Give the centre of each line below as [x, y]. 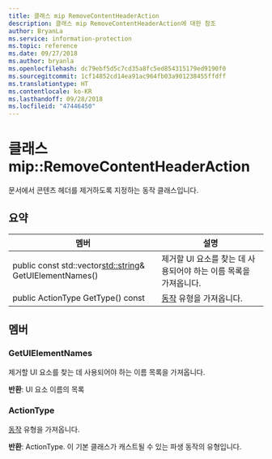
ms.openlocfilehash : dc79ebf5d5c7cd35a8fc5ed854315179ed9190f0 [117, 69]
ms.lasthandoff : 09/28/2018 [56, 99]
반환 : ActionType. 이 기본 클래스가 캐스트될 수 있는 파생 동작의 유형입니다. [125, 446]
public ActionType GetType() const [79, 298]
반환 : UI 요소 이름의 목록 [47, 389]
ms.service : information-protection [70, 39]
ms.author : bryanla [41, 62]
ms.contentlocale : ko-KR [50, 91]
